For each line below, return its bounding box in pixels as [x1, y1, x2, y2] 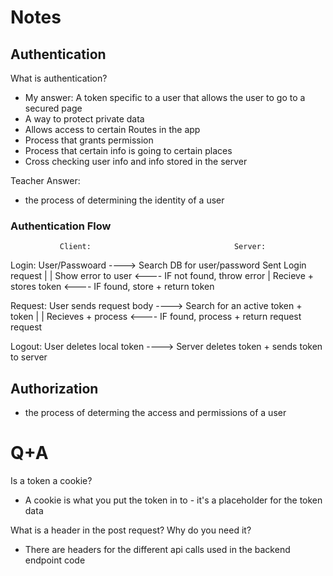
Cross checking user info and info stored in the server [24, 156, 248, 167]
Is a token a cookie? [10, 475, 93, 487]
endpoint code [24, 554, 86, 566]
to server [10, 351, 48, 363]
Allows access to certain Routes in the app [24, 124, 201, 135]
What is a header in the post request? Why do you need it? [10, 524, 252, 536]
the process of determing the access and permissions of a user [24, 407, 287, 419]
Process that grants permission [24, 134, 154, 146]
